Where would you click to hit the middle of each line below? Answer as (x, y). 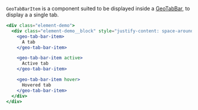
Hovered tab (36, 85)
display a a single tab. (32, 15)
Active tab (35, 64)
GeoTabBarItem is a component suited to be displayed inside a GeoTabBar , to (98, 9)
